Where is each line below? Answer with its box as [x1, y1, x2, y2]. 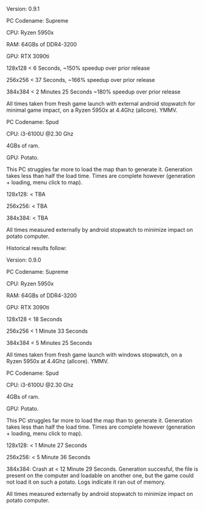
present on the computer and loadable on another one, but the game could [6, 472, 194, 479]
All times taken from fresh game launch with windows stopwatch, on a [6, 351, 183, 358]
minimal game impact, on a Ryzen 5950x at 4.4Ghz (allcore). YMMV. [6, 106, 178, 114]
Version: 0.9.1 [6, 6, 40, 12]
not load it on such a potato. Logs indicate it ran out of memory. [6, 478, 166, 486]
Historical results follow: [6, 245, 67, 251]
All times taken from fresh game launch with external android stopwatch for [6, 100, 195, 107]
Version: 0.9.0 [6, 256, 41, 264]
